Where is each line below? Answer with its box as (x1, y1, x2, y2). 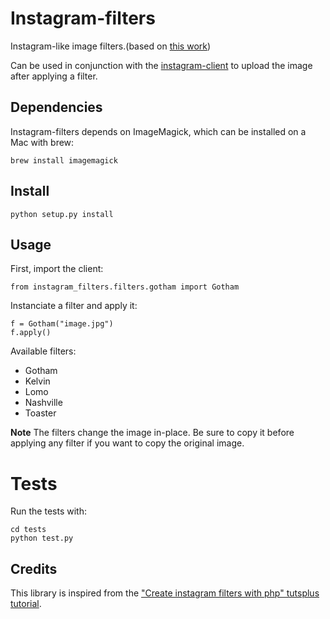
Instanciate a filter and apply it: (10, 300, 138, 312)
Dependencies (10, 99, 103, 116)
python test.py (10, 533, 74, 544)
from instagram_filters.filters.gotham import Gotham (10, 282, 240, 292)
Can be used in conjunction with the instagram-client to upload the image (10, 59, 313, 71)
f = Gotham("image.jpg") (10, 319, 114, 329)
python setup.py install (10, 209, 114, 219)
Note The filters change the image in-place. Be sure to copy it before (10, 427, 295, 439)
